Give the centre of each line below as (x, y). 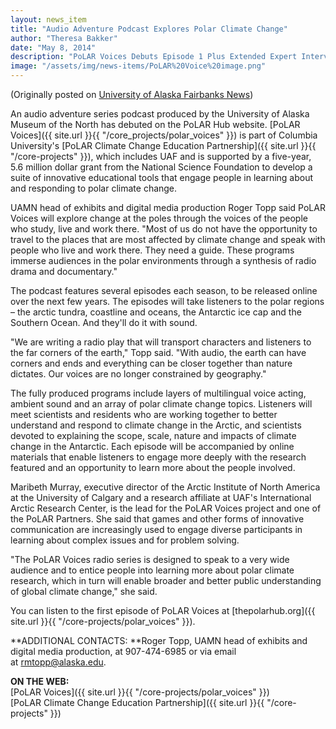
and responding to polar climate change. (94, 188)
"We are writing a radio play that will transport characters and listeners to (161, 342)
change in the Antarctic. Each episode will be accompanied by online (152, 446)
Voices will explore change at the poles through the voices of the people (159, 218)
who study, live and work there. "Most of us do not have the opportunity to (164, 229)
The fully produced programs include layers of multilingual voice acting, (158, 393)
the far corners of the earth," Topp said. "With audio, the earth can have (158, 352)
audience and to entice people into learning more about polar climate (152, 570)
